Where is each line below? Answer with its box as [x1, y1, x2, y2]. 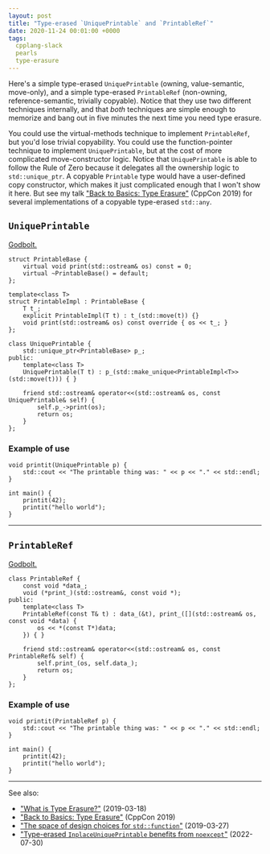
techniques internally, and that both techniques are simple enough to [8, 104, 236, 113]
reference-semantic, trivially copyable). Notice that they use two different [8, 96, 252, 105]
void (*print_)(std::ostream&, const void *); [22, 588, 182, 596]
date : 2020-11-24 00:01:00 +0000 [8, 27, 121, 35]
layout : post [8, 11, 52, 20]
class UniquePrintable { [8, 340, 92, 348]
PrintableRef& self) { [8, 652, 84, 660]
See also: [8, 788, 39, 798]
